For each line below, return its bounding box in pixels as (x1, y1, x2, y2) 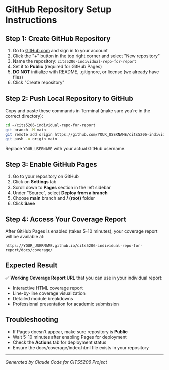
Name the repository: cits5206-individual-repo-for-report (12, 58, 137, 64)
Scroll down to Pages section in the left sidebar (12, 184, 111, 191)
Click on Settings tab (12, 179, 57, 185)
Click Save (12, 200, 35, 207)
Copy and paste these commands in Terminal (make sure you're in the (5, 107, 151, 114)
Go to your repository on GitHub (12, 173, 79, 179)
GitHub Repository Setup (5, 4, 112, 15)
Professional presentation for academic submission (12, 301, 119, 307)
